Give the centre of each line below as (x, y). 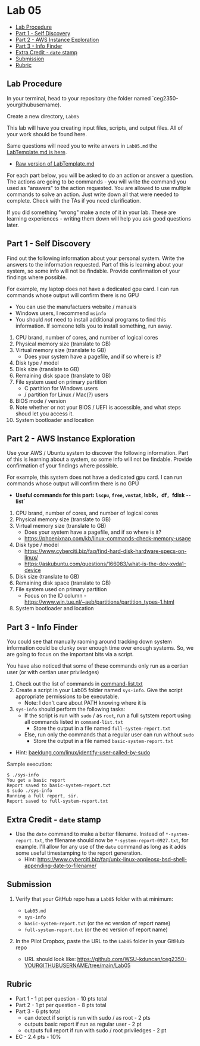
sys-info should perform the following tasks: (70, 709)
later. (13, 225)
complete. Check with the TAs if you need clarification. (74, 200)
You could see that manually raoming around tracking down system (89, 642)
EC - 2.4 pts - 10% (38, 1036)
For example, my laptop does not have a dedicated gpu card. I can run (93, 289)
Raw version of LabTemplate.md (55, 163)
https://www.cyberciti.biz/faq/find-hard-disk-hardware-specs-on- (105, 551)
